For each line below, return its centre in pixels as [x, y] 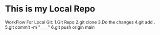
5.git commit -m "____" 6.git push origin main [50, 27]
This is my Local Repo [50, 9]
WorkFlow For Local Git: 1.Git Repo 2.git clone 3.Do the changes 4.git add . [80, 22]
